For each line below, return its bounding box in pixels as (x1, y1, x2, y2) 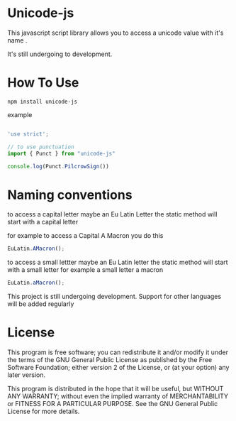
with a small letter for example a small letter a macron (7, 266, 164, 274)
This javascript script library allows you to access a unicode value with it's (7, 28, 224, 37)
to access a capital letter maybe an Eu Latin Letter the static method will (7, 210, 218, 219)
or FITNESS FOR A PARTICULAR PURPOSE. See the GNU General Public (7, 400, 218, 408)
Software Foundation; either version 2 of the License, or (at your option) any (7, 363, 230, 371)
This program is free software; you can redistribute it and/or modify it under (7, 348, 229, 356)
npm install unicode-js (7, 98, 78, 105)
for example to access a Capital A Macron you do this (7, 231, 164, 240)
